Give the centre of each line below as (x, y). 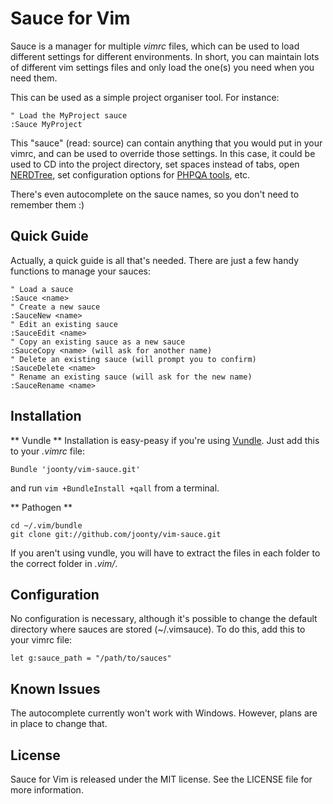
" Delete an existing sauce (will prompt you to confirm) (133, 359)
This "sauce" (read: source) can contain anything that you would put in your (166, 143)
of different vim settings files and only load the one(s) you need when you (162, 67)
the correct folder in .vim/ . (64, 563)
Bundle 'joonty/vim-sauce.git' (75, 469)
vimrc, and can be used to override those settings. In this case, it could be (163, 153)
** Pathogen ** (41, 507)
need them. (34, 78)
